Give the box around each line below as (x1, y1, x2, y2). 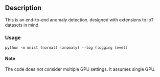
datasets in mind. (5, 22, 40, 28)
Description (5, 4, 42, 12)
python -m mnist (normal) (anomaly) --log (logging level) (5, 45, 128, 50)
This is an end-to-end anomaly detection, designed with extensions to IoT (5, 17, 154, 22)
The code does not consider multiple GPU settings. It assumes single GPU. (5, 66, 156, 72)
